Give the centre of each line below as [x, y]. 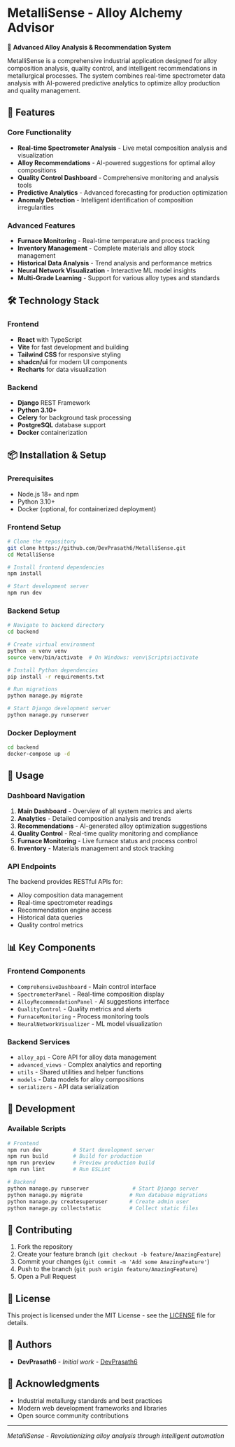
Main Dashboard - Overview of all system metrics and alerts [105, 811]
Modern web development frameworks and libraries [92, 1408]
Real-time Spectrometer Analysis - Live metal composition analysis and [122, 148]
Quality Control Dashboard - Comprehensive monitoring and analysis [118, 177]
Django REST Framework [54, 402]
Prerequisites [30, 479]
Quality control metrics [50, 925]
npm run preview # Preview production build [81, 1163]
